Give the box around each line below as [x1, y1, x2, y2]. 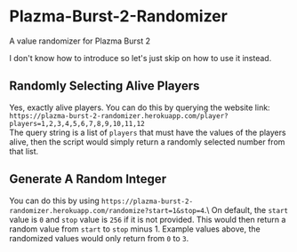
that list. [9, 146, 39, 156]
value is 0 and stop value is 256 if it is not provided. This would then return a [9, 214, 286, 224]
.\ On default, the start [204, 204, 289, 215]
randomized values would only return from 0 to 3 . [9, 232, 189, 243]
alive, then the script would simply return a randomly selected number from [9, 136, 285, 147]
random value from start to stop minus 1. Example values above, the [9, 224, 261, 234]
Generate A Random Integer [9, 171, 167, 187]
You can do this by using [9, 195, 100, 206]
